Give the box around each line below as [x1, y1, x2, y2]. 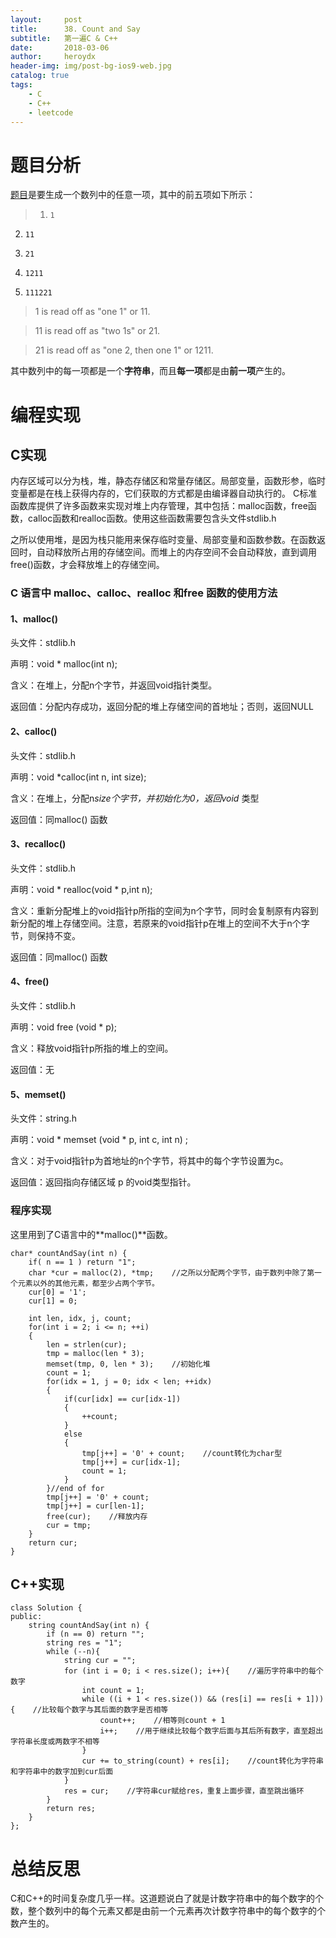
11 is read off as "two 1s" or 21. [34, 325, 161, 337]
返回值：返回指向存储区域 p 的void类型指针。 [10, 1176, 197, 1188]
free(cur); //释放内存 [46, 1511, 148, 1521]
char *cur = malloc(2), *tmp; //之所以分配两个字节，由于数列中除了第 [28, 1267, 315, 1278]
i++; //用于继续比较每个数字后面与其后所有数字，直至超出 [99, 1726, 324, 1736]
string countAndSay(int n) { [28, 1621, 150, 1631]
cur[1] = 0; [28, 1296, 78, 1306]
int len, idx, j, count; [28, 1313, 132, 1323]
